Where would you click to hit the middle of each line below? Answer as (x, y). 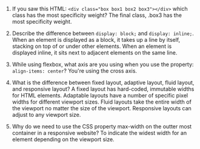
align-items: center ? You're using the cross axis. (75, 71)
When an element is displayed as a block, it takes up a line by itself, (96, 40)
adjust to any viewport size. (46, 115)
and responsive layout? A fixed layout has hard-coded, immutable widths (103, 89)
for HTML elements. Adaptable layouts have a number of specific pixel (100, 95)
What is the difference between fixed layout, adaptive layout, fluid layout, (103, 82)
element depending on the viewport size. (63, 139)
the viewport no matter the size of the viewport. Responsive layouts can (102, 108)
